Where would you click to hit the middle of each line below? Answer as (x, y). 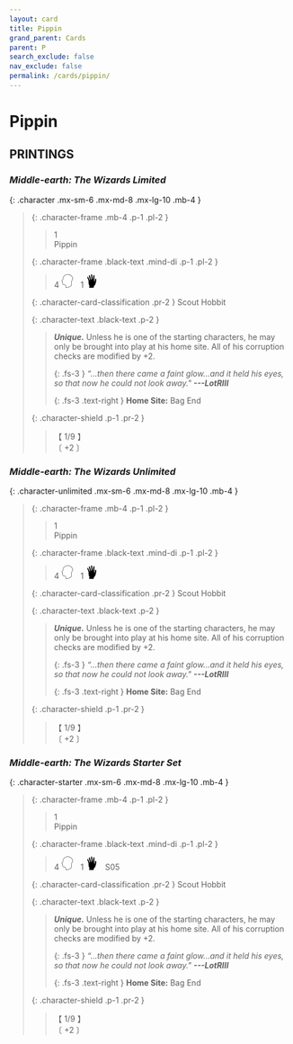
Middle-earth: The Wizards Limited (88, 180)
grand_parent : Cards (48, 38)
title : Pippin (36, 28)
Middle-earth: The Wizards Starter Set (95, 763)
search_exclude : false (52, 57)
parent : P (28, 48)
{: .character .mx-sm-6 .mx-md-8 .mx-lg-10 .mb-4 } (105, 200)
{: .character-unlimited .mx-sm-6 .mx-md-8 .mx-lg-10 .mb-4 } (124, 491)
